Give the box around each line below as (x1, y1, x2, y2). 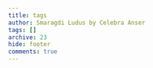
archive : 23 (8, 33, 47, 41)
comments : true (8, 48, 58, 55)
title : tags (8, 11, 47, 20)
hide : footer (8, 41, 51, 48)
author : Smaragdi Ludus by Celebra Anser (8, 19, 146, 27)
